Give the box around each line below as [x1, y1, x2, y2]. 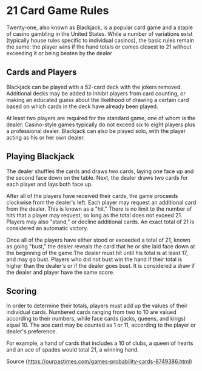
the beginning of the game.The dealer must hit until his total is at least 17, [6, 249, 188, 256]
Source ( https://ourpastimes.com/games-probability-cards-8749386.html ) [6, 358, 192, 365]
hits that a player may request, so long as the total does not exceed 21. [6, 211, 183, 219]
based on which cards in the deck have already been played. [6, 103, 159, 110]
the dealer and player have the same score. [6, 268, 115, 276]
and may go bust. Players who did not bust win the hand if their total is [6, 256, 183, 263]
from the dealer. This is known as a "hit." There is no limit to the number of [6, 205, 192, 213]
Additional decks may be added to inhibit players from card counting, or [6, 89, 186, 97]
